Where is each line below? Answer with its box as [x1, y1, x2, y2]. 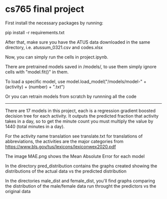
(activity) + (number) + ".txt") [5, 83, 65, 90]
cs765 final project [5, 3, 84, 15]
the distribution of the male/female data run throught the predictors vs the [5, 183, 157, 189]
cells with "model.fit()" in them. [5, 68, 69, 75]
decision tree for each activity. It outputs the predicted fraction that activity [5, 113, 159, 119]
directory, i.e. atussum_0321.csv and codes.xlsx [5, 44, 103, 50]
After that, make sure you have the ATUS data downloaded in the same [5, 39, 151, 45]
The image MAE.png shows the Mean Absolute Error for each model [5, 153, 145, 159]
